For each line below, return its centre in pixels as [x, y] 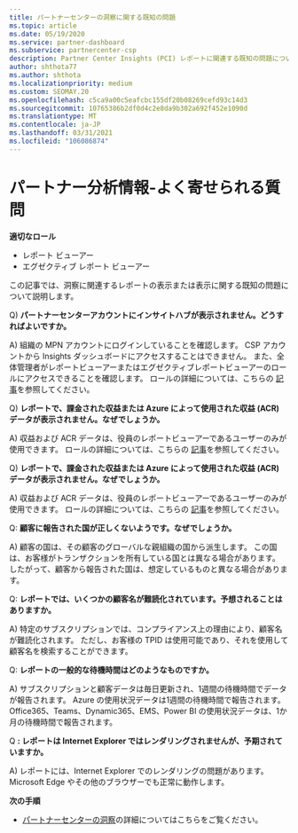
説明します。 [55, 296]
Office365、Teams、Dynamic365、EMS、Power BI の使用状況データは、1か [149, 711]
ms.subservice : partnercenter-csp [73, 51]
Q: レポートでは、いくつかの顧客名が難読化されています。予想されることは [146, 599]
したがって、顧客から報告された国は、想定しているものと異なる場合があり [145, 569]
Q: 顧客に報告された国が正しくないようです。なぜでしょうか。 [123, 528]
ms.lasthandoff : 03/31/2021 [61, 133]
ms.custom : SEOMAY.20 [49, 91]
